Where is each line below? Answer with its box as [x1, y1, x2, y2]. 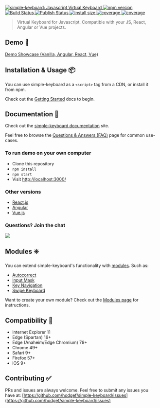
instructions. [5, 302, 30, 308]
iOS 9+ [12, 360, 26, 366]
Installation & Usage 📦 [5, 66, 75, 74]
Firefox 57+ [12, 355, 36, 361]
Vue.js [12, 210, 25, 216]
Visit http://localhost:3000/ [12, 176, 67, 182]
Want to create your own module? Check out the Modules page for [5, 297, 139, 303]
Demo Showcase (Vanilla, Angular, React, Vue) [5, 51, 99, 57]
